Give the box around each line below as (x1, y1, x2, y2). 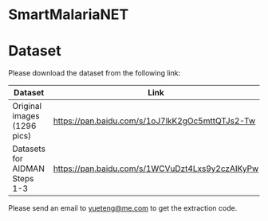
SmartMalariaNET (8, 6, 129, 24)
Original (12, 101, 42, 112)
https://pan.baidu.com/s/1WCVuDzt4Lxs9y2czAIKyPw (53, 163, 259, 174)
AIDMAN (12, 163, 45, 174)
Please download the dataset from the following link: (8, 68, 181, 78)
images (12, 111, 40, 122)
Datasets (12, 143, 46, 154)
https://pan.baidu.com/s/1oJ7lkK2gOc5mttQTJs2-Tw (53, 115, 256, 126)
